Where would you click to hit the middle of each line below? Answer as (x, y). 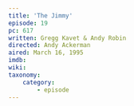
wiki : (17, 68)
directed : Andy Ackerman (49, 45)
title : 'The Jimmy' (41, 16)
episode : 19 (28, 23)
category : (39, 82)
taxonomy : (25, 75)
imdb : (17, 61)
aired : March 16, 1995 (46, 53)
